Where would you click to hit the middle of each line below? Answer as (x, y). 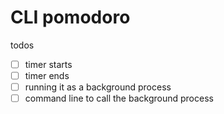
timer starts (48, 64)
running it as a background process (98, 87)
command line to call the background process (119, 98)
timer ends (47, 75)
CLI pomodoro (70, 17)
